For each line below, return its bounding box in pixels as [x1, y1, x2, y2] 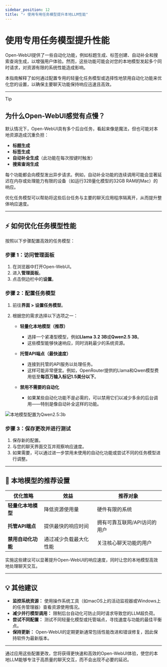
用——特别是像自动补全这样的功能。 [27, 401, 102, 407]
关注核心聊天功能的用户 [96, 539, 152, 546]
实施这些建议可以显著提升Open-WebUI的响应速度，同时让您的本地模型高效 [5, 557, 158, 563]
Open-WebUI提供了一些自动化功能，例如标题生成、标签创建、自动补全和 [5, 52, 154, 58]
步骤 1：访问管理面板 [5, 251, 55, 258]
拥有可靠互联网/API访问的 [96, 519, 157, 526]
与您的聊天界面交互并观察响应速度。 [12, 443, 87, 449]
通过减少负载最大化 [44, 535, 89, 542]
